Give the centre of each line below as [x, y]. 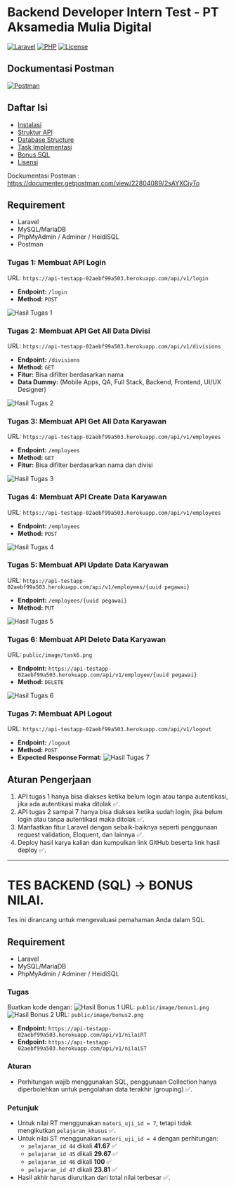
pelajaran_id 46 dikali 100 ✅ [70, 1161]
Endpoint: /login [42, 291]
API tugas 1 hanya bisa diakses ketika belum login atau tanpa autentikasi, [123, 796]
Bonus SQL [34, 155]
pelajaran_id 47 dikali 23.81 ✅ [72, 1169]
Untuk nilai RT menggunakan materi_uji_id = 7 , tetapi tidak [105, 1123]
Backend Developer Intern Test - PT [113, 12]
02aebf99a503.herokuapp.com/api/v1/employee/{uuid [93, 675]
